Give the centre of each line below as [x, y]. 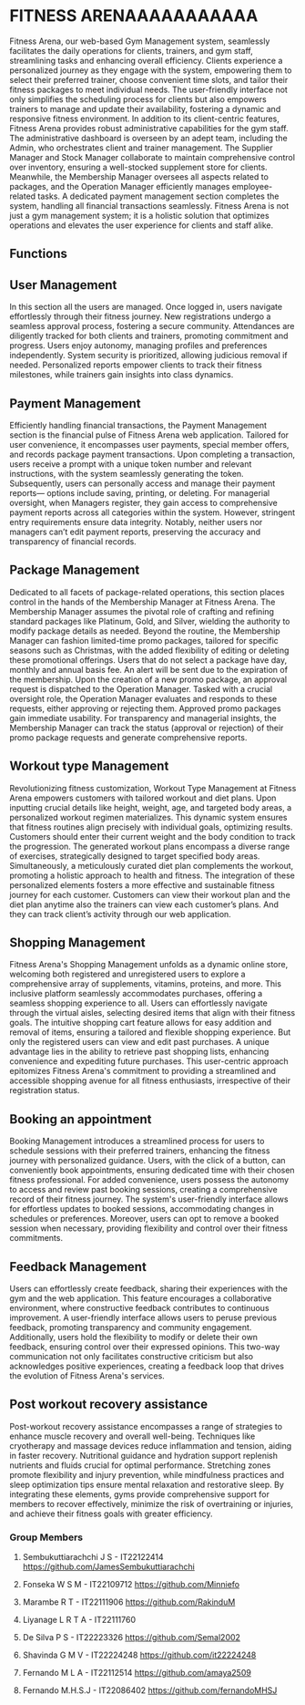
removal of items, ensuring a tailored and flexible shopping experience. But [150, 1032]
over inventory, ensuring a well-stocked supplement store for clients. [138, 167]
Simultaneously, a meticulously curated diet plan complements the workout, [152, 865]
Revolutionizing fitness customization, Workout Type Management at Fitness [153, 788]
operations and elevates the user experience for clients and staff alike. [142, 225]
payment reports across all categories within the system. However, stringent [152, 512]
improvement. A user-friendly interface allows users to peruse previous [143, 1317]
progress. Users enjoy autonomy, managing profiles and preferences [138, 346]
